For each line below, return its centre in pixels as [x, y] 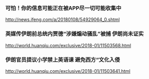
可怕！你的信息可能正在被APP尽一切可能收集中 [63, 8]
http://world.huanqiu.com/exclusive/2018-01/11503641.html [68, 71]
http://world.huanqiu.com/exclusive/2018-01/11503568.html [68, 45]
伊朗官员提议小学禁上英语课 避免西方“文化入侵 [63, 60]
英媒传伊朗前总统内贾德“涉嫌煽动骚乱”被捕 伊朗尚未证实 [74, 34]
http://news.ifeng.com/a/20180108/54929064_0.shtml [62, 19]
